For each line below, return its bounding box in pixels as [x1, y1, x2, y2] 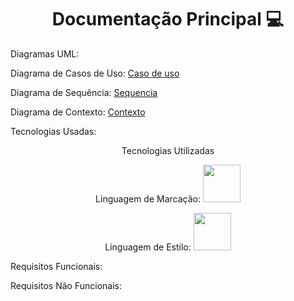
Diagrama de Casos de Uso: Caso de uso [10, 67, 180, 79]
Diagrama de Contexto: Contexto [10, 106, 146, 118]
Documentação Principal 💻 [51, 8, 285, 31]
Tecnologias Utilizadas [121, 144, 215, 156]
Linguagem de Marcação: [95, 192, 201, 205]
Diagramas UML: [10, 47, 80, 60]
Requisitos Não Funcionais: [10, 279, 122, 291]
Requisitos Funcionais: [10, 260, 103, 272]
